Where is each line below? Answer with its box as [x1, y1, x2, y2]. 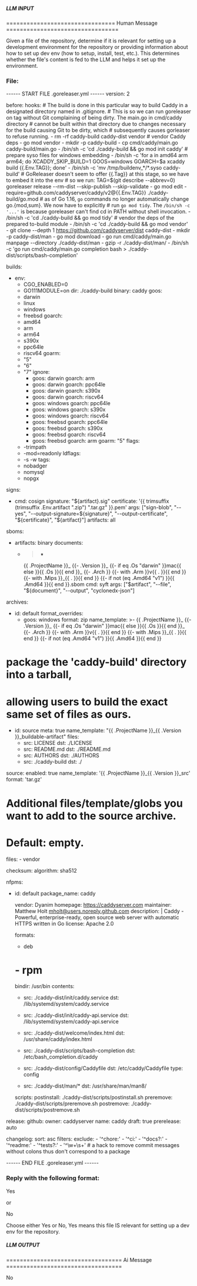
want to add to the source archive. [6, 809, 176, 823]
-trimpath [23, 443, 47, 450]
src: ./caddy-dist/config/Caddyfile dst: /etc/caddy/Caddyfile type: [23, 1065, 183, 1072]
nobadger [23, 462, 48, 469]
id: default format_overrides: [14, 610, 84, 617]
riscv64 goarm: [23, 350, 61, 357]
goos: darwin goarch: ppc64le [32, 381, 106, 388]
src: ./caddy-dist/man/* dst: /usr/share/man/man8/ [23, 1082, 147, 1089]
